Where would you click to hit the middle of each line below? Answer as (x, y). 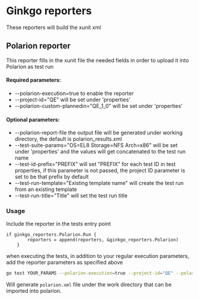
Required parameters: (33, 80)
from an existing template (46, 189)
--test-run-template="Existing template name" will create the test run (99, 183)
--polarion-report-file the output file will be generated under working (99, 133)
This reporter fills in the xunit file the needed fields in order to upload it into (98, 60)
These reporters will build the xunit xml (54, 27)
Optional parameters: (33, 119)
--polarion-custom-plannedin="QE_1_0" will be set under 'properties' (99, 106)
